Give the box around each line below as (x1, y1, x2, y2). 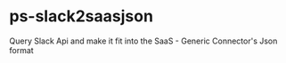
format (9, 44, 34, 55)
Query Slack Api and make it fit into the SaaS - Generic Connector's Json (9, 35, 278, 46)
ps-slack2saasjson (9, 6, 154, 27)
